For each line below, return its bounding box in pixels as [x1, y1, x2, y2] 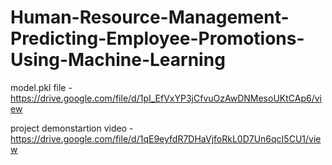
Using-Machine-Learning [10, 49, 226, 71]
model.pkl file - [10, 81, 73, 93]
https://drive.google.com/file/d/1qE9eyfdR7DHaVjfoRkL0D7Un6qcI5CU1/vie [10, 132, 322, 145]
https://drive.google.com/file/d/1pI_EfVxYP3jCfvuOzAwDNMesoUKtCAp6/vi [10, 92, 322, 104]
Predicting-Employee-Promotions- [10, 27, 305, 50]
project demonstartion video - [10, 122, 134, 134]
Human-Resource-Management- [10, 6, 290, 29]
